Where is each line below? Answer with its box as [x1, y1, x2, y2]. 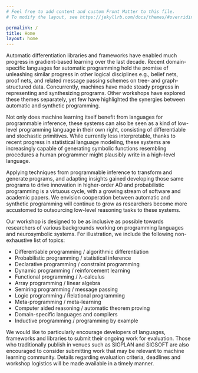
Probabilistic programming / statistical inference [14, 254, 131, 261]
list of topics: [33, 237, 65, 244]
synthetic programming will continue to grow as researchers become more [6, 200, 187, 207]
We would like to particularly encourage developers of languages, [6, 329, 166, 336]
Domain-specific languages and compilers [14, 311, 118, 318]
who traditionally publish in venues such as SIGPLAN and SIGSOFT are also [6, 341, 190, 348]
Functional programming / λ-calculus [14, 273, 105, 280]
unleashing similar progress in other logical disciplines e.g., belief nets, [6, 71, 179, 78]
